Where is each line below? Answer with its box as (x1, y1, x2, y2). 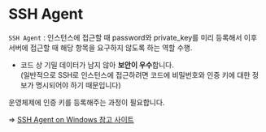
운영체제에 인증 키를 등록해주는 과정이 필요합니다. (8, 97, 165, 107)
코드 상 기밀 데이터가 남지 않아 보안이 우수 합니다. (20, 60, 175, 70)
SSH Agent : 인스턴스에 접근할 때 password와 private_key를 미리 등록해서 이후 (8, 32, 258, 42)
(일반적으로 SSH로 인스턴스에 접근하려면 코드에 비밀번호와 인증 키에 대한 (20, 70, 251, 79)
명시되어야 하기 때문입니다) (35, 80, 122, 90)
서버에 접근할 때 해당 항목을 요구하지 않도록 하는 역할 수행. (8, 42, 193, 53)
